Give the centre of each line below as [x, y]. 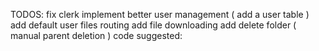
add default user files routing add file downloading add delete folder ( [153, 25]
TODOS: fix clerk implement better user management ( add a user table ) [160, 14]
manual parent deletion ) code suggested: [96, 35]
